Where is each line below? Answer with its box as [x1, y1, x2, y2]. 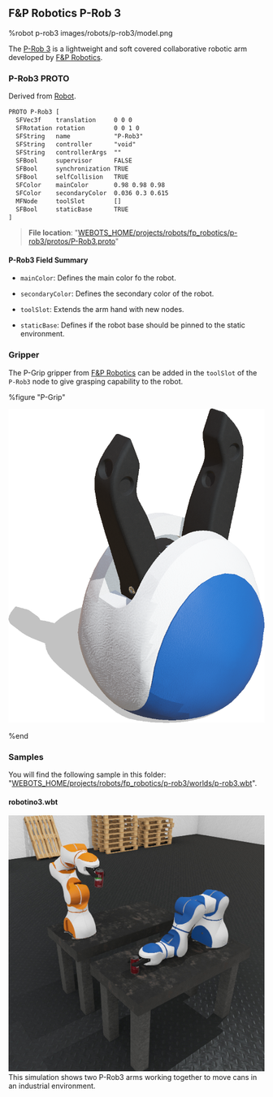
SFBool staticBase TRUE [15, 206, 129, 214]
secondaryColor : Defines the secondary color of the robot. [19, 288, 214, 299]
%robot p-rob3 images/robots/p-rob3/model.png [8, 28, 173, 37]
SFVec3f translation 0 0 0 [15, 116, 132, 124]
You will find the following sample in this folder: [8, 770, 167, 779]
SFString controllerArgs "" [15, 149, 122, 157]
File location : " [28, 228, 79, 238]
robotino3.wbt [8, 796, 58, 807]
